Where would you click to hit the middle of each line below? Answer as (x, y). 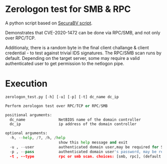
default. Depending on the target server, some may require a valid (73, 58)
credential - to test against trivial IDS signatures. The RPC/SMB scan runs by (83, 53)
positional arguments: (29, 115)
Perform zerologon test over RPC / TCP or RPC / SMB (56, 106)
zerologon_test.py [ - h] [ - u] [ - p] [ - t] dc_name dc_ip (62, 97)
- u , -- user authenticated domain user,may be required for (84, 147)
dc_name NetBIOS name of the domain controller (75, 120)
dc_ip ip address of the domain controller (73, 124)
